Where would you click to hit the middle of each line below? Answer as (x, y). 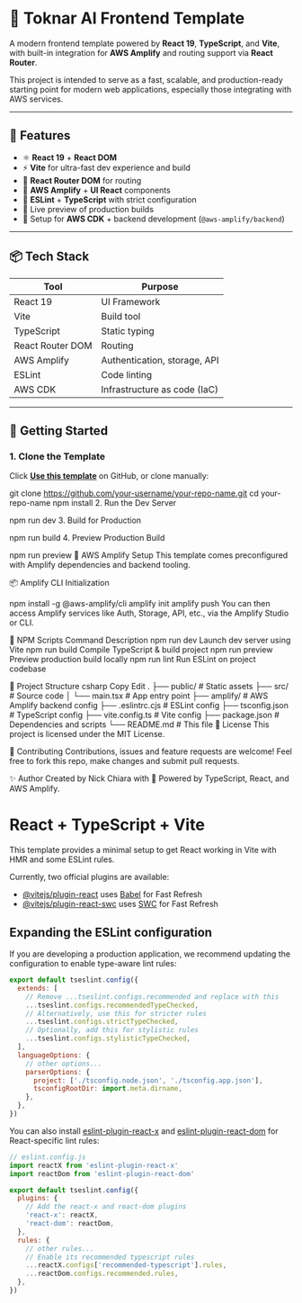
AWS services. (36, 99)
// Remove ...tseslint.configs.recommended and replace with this (152, 997)
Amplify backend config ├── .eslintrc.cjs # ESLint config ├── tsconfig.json (149, 705)
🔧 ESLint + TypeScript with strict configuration (110, 199)
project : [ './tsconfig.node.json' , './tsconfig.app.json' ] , (148, 1080)
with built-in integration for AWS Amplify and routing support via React (142, 52)
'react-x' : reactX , (62, 1215)
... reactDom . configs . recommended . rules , (102, 1274)
